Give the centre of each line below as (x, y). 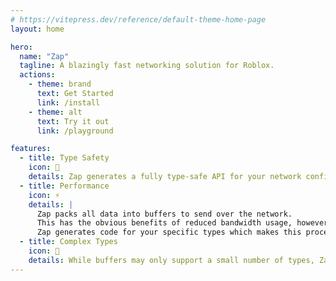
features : (31, 149)
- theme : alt (55, 112)
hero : (21, 47)
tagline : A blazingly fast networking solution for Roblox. (147, 66)
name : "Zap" (44, 56)
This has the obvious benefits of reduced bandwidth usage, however (182, 223)
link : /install (68, 102)
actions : (37, 75)
